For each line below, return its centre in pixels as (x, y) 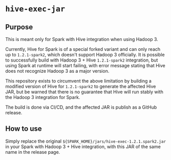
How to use (24, 129)
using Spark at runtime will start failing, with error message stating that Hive (85, 65)
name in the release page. (33, 152)
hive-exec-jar (35, 9)
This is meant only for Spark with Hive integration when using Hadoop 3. (82, 39)
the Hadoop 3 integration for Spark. (43, 97)
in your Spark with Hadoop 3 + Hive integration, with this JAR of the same (83, 146)
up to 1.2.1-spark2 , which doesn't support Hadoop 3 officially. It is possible (85, 55)
